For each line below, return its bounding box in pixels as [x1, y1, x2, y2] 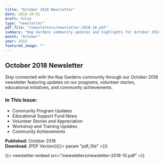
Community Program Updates [12, 108, 72, 113]
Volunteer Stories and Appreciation [12, 118, 83, 124]
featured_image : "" [5, 43, 45, 48]
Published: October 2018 [5, 138, 56, 144]
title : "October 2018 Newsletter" [5, 7, 76, 12]
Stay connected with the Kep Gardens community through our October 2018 [5, 74, 159, 80]
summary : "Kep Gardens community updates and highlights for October [5, 30, 150, 35]
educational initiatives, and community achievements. [5, 85, 113, 91]
